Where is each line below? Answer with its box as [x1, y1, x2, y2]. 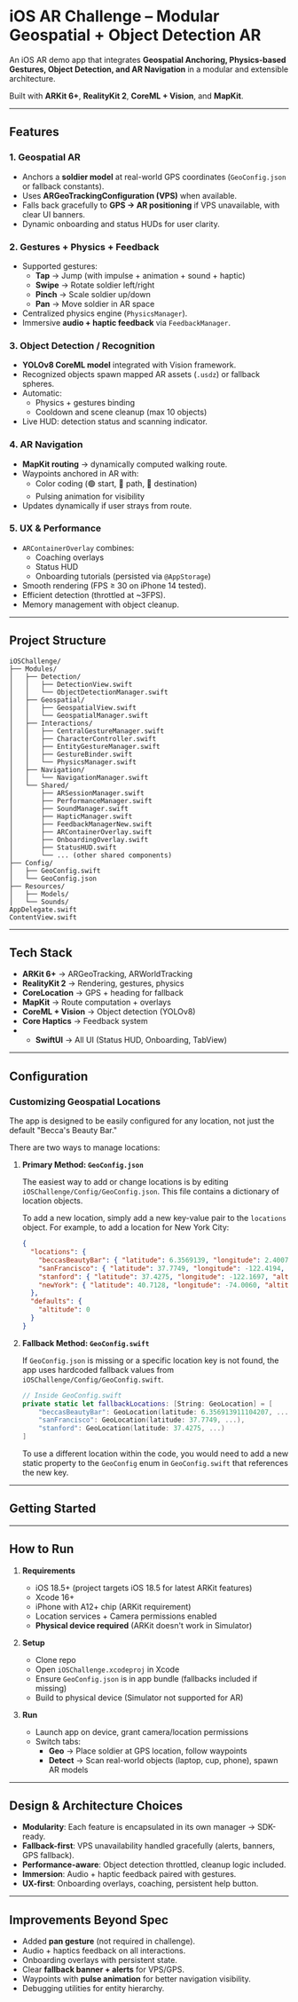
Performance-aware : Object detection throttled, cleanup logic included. [21, 1859, 286, 1870]
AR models [48, 1764, 89, 1775]
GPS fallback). [21, 1850, 75, 1861]
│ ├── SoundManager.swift [9, 804, 129, 813]
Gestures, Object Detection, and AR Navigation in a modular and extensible [9, 64, 289, 75]
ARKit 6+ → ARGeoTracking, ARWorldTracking [21, 969, 193, 980]
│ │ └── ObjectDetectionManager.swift [9, 688, 169, 697]
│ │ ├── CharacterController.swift [9, 734, 157, 743]
